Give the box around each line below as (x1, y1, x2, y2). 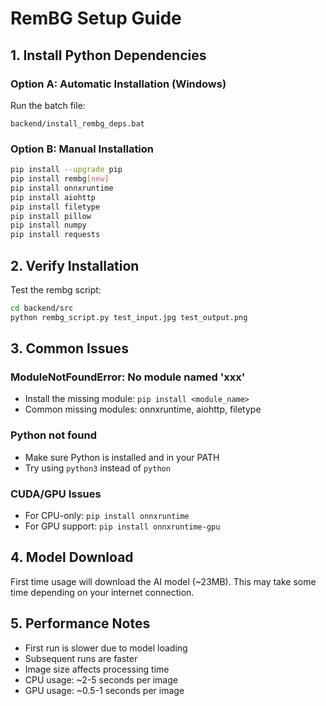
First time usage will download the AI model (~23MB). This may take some (10, 575, 317, 587)
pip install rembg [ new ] (10, 174, 110, 184)
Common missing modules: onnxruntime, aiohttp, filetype (24, 403, 262, 416)
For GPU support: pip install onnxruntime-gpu (24, 520, 221, 532)
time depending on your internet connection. (10, 586, 195, 598)
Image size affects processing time (24, 663, 170, 675)
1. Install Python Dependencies (10, 47, 207, 64)
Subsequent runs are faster (24, 652, 138, 664)
